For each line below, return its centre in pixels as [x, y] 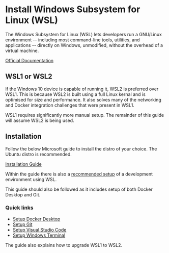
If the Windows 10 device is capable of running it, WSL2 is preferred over [82, 89]
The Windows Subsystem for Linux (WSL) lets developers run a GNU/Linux [83, 34]
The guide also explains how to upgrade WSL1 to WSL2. [64, 245]
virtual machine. [22, 50]
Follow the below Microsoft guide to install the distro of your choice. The [81, 148]
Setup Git [22, 224]
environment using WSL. [31, 179]
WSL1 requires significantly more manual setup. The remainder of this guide [85, 115]
